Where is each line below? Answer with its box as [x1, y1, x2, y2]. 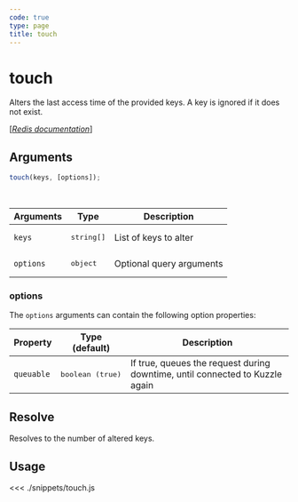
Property [13, 337, 52, 349]
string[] [70, 233, 106, 242]
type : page [9, 21, 50, 30]
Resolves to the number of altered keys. [9, 433, 155, 444]
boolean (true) [60, 370, 122, 378]
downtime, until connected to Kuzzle [129, 368, 282, 380]
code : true [9, 12, 50, 22]
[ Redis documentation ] [9, 124, 93, 134]
